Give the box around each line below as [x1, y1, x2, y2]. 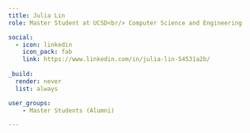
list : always [15, 85, 59, 93]
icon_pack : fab [22, 48, 73, 56]
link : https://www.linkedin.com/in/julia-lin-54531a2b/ [22, 55, 211, 63]
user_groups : [8, 99, 51, 107]
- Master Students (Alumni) [22, 106, 115, 115]
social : [8, 33, 34, 41]
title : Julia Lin [8, 11, 66, 20]
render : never [15, 77, 62, 85]
